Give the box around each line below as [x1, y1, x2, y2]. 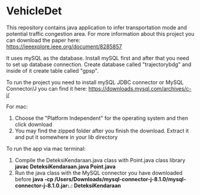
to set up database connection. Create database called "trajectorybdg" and [6, 61, 192, 68]
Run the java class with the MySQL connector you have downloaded [14, 169, 183, 177]
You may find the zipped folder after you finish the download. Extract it [14, 127, 189, 134]
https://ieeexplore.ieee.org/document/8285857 [6, 43, 122, 50]
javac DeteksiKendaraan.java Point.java [14, 163, 116, 170]
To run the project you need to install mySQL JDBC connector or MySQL [6, 79, 184, 86]
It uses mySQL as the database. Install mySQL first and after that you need [6, 54, 189, 61]
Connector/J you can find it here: [6, 85, 88, 92]
